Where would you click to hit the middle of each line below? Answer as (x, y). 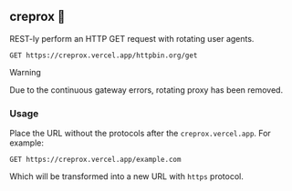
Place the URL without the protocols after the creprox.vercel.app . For (140, 134)
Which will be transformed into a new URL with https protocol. (127, 176)
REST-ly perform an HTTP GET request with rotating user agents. (132, 38)
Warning (25, 72)
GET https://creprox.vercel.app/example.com (95, 160)
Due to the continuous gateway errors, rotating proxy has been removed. (146, 90)
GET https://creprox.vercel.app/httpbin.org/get (104, 55)
